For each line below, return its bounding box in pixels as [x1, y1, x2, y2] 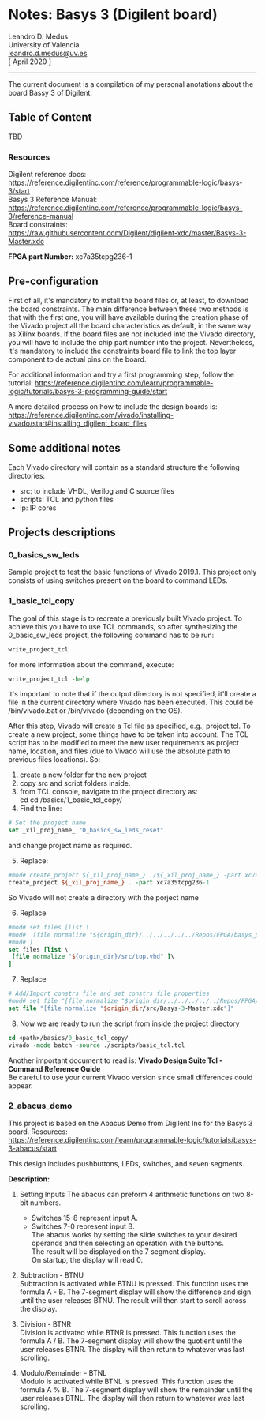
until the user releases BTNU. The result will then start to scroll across [19, 1295, 247, 1305]
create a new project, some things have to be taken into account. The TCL [8, 730, 249, 739]
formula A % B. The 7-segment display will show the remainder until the [19, 1384, 254, 1395]
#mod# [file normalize [8, 930, 87, 939]
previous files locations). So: [8, 755, 101, 764]
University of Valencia [8, 39, 80, 49]
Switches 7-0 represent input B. [31, 1222, 136, 1231]
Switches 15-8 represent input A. [31, 1213, 138, 1222]
